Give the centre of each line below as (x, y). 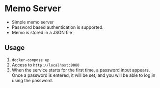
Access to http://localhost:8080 (45, 65)
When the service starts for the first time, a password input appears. (81, 70)
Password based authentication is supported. (57, 27)
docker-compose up (30, 60)
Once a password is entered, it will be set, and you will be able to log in (83, 75)
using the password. (32, 80)
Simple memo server (33, 22)
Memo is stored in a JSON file (42, 32)
